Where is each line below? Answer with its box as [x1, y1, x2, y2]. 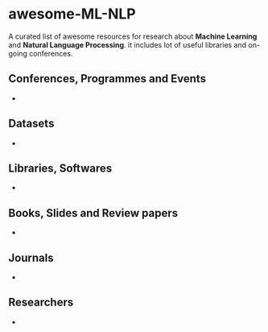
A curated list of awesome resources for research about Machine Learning [8, 31, 258, 41]
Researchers [8, 296, 74, 309]
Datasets [8, 117, 55, 131]
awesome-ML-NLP [8, 5, 137, 23]
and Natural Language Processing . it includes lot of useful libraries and [8, 39, 247, 49]
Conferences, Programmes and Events [8, 72, 207, 85]
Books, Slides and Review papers [8, 206, 179, 220]
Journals [8, 251, 54, 264]
